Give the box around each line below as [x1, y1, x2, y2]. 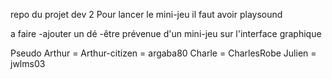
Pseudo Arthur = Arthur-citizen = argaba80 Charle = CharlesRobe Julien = [10, 47, 317, 59]
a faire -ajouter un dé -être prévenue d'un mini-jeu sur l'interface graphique [10, 28, 322, 39]
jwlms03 [10, 58, 46, 69]
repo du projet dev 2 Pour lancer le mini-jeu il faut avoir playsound [10, 9, 283, 20]
